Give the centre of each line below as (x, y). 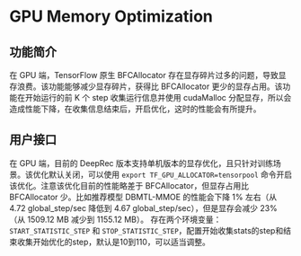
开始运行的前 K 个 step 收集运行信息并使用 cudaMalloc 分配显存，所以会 (158, 97)
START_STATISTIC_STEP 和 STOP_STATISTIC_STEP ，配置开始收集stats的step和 (146, 230)
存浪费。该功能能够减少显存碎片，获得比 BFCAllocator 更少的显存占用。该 (146, 86)
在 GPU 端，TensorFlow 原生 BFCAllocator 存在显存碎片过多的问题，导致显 (148, 75)
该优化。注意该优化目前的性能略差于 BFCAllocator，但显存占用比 (129, 185)
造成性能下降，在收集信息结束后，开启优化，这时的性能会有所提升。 (135, 109)
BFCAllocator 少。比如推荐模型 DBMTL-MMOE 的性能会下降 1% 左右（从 (143, 197)
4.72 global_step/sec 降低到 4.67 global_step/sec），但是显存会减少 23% (144, 207)
